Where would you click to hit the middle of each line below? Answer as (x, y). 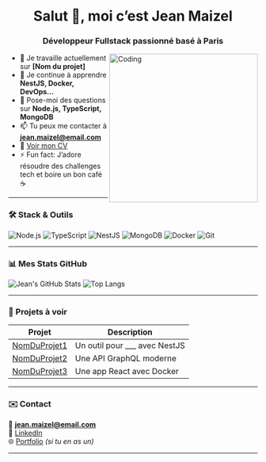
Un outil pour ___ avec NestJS (130, 346)
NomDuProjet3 (40, 372)
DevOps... (36, 92)
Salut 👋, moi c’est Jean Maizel (133, 16)
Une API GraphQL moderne (125, 358)
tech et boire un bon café (61, 174)
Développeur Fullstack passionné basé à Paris (133, 41)
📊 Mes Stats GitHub (47, 263)
